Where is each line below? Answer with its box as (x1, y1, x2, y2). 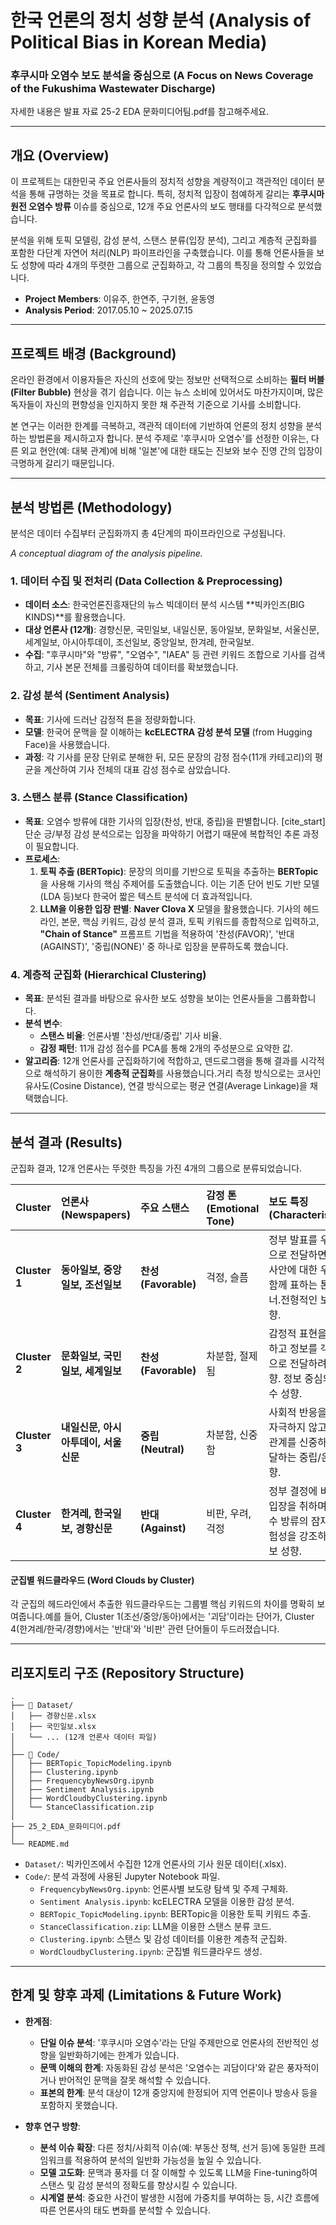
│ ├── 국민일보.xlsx (10, 1721, 97, 1731)
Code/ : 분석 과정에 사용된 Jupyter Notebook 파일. (24, 1870, 221, 1882)
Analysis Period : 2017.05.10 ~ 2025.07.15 (24, 304, 193, 316)
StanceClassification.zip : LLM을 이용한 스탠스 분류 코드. (39, 1920, 272, 1932)
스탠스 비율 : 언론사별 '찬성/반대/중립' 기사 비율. (39, 1030, 222, 1042)
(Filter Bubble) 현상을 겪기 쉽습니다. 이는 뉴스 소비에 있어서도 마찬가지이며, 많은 (10, 386, 324, 398)
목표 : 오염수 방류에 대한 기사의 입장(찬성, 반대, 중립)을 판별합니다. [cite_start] (24, 815, 326, 827)
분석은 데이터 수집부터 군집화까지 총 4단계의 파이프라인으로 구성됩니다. (10, 527, 286, 539)
